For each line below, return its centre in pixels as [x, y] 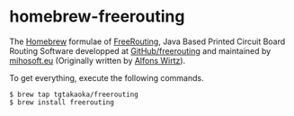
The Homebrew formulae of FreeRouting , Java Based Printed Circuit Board [147, 41]
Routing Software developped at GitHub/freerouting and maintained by [140, 50]
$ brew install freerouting [62, 102]
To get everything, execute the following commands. [107, 77]
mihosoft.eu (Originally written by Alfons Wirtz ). [98, 60]
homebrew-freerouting [97, 17]
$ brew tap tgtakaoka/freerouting [74, 94]
